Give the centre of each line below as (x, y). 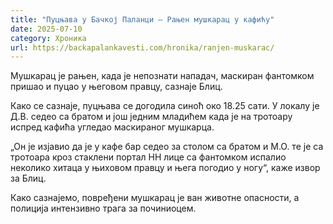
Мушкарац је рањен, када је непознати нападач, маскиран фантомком (162, 76)
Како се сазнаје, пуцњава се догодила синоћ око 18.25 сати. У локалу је (165, 106)
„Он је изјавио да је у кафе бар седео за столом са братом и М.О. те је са (167, 147)
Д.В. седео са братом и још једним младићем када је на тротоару (151, 117)
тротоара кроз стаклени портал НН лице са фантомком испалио (148, 157)
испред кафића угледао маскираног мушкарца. (112, 127)
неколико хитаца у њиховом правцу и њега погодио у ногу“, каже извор (165, 168)
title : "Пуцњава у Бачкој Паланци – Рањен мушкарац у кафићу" (142, 19)
